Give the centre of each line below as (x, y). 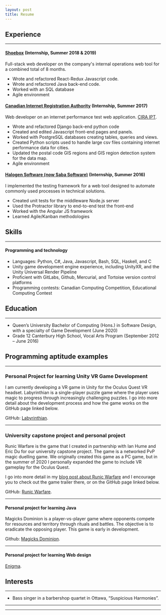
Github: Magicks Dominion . (33, 539)
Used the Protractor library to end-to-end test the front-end (73, 206)
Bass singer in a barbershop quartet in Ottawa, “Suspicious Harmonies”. (85, 598)
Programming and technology (36, 250)
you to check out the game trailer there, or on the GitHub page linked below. (82, 482)
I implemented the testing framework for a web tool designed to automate (80, 185)
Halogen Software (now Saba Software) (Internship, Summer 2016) (75, 175)
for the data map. (30, 158)
